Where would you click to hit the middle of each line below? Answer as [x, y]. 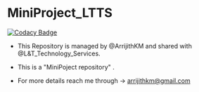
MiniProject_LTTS [60, 13]
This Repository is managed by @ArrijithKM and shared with [104, 46]
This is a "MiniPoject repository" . [66, 67]
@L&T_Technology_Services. [59, 53]
